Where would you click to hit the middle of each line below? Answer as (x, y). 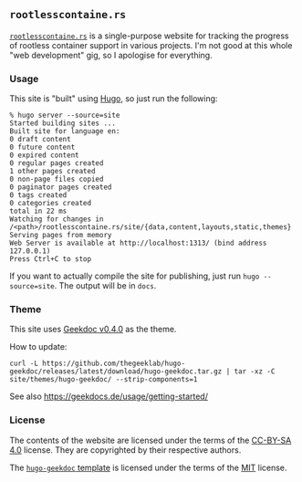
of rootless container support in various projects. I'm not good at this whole (151, 45)
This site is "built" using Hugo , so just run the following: (114, 99)
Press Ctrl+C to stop (51, 259)
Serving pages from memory (61, 236)
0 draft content (40, 140)
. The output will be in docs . (105, 286)
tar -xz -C (255, 372)
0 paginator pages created (61, 187)
